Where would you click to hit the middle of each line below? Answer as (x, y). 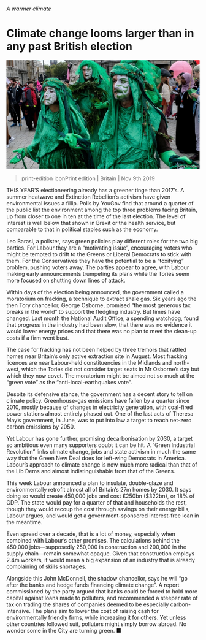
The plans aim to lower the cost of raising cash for (96, 611)
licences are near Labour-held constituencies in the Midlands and (89, 363)
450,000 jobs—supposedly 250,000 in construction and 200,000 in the (97, 547)
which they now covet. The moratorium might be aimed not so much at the (101, 376)
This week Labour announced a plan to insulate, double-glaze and (90, 483)
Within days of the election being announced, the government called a (95, 292)
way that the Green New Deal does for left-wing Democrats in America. (96, 458)
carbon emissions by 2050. (41, 427)
